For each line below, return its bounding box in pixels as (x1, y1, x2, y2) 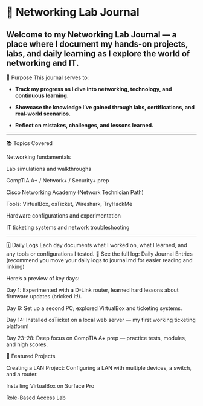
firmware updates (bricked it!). (6, 293, 82, 300)
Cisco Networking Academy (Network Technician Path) (6, 188, 144, 196)
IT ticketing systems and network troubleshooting (6, 224, 130, 231)
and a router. (6, 371, 38, 378)
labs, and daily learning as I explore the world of (6, 48, 190, 59)
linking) (6, 263, 25, 270)
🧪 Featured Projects (6, 353, 56, 359)
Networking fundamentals (6, 153, 71, 161)
